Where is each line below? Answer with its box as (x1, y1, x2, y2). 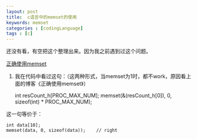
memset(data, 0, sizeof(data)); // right (6, 128, 118, 134)
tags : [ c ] (6, 31, 33, 37)
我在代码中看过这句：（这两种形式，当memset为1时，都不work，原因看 (14, 73, 186, 80)
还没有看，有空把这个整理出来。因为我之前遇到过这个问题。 (6, 48, 151, 55)
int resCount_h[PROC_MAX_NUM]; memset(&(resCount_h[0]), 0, (14, 92, 172, 99)
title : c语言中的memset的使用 (6, 14, 77, 20)
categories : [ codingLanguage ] (6, 25, 83, 31)
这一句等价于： (6, 111, 43, 118)
